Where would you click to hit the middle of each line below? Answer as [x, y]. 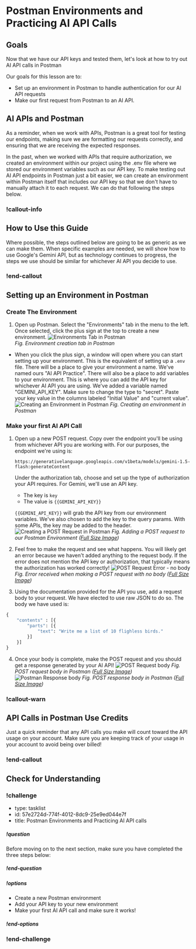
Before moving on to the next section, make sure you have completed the [94, 849]
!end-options [23, 924]
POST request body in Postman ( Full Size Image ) [73, 671]
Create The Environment [42, 312]
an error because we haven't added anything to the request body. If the [101, 556]
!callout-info [24, 209]
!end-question [24, 868]
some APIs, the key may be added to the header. [73, 525]
